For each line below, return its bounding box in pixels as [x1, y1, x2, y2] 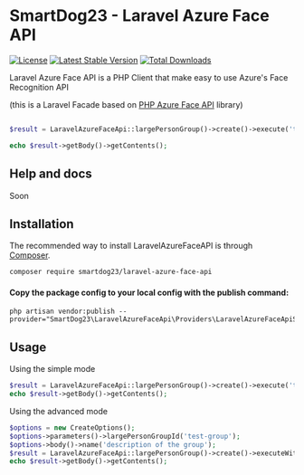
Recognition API [9, 81, 70, 92]
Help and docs [9, 166, 92, 182]
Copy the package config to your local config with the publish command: [9, 287, 290, 298]
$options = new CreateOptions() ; [9, 423, 136, 432]
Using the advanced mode [9, 405, 109, 416]
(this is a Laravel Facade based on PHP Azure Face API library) [9, 99, 243, 109]
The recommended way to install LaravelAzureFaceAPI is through [9, 241, 253, 252]
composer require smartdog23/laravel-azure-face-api [9, 268, 213, 277]
